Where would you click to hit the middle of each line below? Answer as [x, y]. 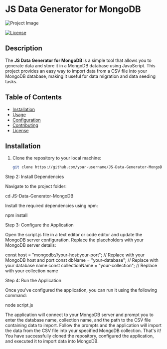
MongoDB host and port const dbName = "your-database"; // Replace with [82, 260]
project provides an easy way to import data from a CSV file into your [76, 71]
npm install [16, 215]
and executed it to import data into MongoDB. [52, 341]
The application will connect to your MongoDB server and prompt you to [79, 315]
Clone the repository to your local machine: [57, 158]
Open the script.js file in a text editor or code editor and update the [74, 235]
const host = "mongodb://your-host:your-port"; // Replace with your [75, 255]
